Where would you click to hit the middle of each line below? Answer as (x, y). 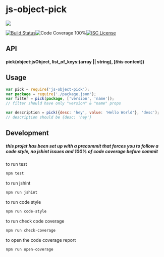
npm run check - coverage (31, 230)
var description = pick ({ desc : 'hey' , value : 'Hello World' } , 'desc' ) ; (83, 113)
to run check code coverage (35, 221)
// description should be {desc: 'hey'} (49, 118)
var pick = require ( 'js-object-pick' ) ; (48, 89)
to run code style (23, 202)
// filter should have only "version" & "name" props (64, 103)
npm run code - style (26, 211)
